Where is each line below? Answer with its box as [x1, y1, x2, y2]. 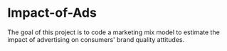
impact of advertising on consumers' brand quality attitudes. [7, 35, 185, 43]
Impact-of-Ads [7, 5, 97, 21]
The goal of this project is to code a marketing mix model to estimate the [7, 28, 221, 36]
